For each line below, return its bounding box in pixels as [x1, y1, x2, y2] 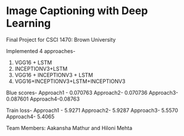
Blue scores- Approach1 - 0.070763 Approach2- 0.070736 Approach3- [6, 89, 179, 96]
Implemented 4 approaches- [6, 47, 75, 54]
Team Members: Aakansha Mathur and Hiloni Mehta [6, 124, 133, 131]
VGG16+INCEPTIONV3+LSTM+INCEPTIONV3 [14, 78, 126, 85]
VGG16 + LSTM [14, 59, 52, 66]
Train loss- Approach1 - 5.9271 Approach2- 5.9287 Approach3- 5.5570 [6, 107, 179, 114]
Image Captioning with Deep [6, 4, 149, 18]
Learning [6, 16, 51, 30]
